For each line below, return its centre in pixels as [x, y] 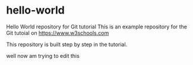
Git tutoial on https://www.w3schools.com [58, 32]
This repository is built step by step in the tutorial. [67, 44]
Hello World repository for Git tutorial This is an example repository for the [97, 27]
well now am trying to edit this [43, 56]
